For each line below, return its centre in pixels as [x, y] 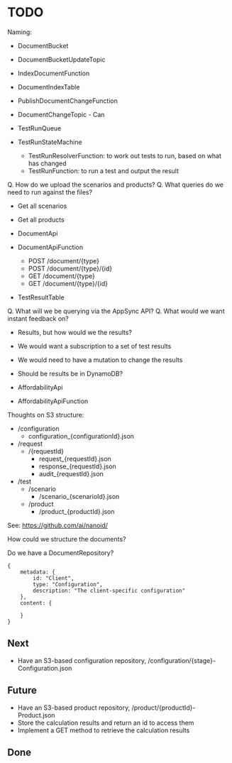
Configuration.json [45, 668]
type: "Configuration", [68, 584]
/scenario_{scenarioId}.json [79, 496]
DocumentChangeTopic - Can [61, 114]
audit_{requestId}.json [71, 473]
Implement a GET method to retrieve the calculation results [104, 730]
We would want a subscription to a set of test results [94, 346]
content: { [36, 603]
